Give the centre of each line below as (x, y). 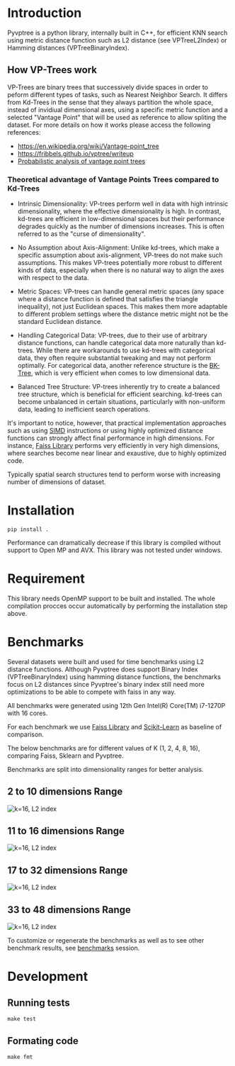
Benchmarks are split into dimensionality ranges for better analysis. (105, 769)
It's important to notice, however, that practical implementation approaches (117, 423)
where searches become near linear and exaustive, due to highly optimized (117, 453)
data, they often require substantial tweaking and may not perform (114, 358)
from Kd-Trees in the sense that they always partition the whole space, (110, 102)
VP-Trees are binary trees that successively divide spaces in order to (108, 87)
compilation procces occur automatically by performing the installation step (117, 606)
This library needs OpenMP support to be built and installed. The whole (111, 598)
